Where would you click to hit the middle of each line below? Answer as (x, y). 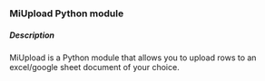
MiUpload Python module (67, 13)
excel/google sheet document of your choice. (94, 67)
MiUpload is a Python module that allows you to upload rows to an (133, 58)
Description (32, 35)
